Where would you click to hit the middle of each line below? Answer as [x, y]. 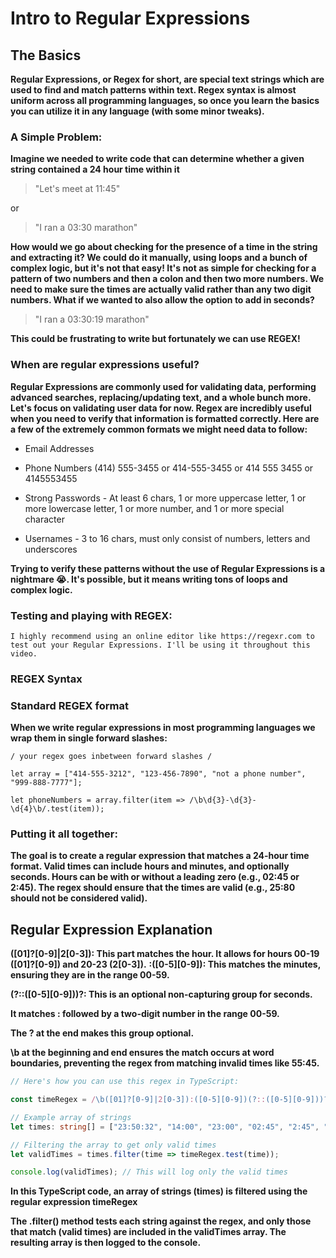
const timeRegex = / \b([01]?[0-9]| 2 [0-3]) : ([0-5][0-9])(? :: [138, 1100]
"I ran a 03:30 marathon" [86, 228]
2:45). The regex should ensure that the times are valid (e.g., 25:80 [153, 888]
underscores [51, 549]
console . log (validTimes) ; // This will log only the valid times [149, 1172]
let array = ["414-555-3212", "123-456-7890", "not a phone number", [158, 774]
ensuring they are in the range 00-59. [90, 975]
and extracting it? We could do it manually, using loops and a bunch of [159, 258]
